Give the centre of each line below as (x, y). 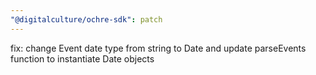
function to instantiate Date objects (82, 58)
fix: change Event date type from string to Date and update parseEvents (158, 48)
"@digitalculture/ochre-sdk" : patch (86, 19)
